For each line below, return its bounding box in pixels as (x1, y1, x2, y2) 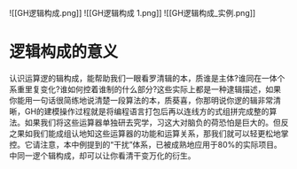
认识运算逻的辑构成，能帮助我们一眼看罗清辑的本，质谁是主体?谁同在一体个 (9, 73, 285, 83)
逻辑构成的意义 (9, 42, 119, 62)
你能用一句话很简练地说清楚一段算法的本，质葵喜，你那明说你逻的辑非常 (9, 95, 273, 105)
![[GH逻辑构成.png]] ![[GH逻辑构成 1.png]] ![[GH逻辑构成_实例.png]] (9, 8, 256, 18)
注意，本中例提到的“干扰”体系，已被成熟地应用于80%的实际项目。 (39, 139, 282, 150)
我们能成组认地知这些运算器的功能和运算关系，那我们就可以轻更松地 (32, 127, 281, 139)
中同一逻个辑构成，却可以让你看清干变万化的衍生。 (9, 150, 196, 161)
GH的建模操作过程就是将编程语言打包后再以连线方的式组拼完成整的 (24, 105, 270, 117)
